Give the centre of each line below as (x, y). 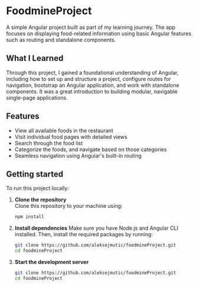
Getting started (35, 174)
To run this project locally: (38, 188)
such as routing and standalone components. (61, 40)
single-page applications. (37, 97)
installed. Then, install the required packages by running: (84, 234)
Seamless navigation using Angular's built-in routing (78, 155)
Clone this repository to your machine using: (68, 206)
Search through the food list (49, 143)
